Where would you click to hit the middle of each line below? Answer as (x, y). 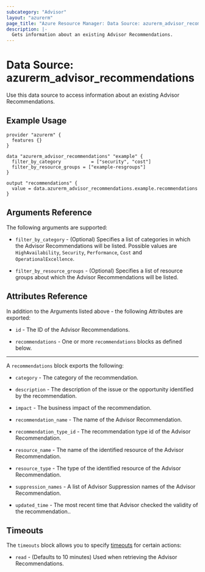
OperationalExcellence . (45, 258)
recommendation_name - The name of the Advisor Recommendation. (99, 420)
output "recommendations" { (42, 183)
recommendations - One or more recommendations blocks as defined (99, 341)
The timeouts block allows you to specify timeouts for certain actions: (94, 545)
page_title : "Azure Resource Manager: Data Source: (73, 23)
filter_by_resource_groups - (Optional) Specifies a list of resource (99, 271)
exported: (19, 318)
